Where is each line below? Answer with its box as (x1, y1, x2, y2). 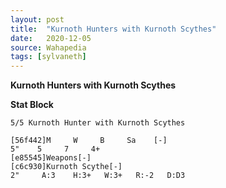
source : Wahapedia (10, 42, 87, 53)
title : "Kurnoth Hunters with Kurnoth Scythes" (10, 24, 217, 34)
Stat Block (10, 99, 54, 111)
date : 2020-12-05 (10, 33, 92, 43)
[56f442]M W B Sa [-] (10, 136, 168, 146)
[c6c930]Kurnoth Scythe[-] (10, 162, 123, 172)
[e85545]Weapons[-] (10, 153, 92, 163)
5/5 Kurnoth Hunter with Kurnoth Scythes (10, 118, 186, 128)
